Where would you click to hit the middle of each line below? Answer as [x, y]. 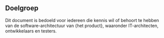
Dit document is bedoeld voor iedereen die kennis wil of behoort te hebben [82, 20]
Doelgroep [22, 8]
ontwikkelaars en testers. [31, 31]
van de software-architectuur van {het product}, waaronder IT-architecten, [82, 25]
